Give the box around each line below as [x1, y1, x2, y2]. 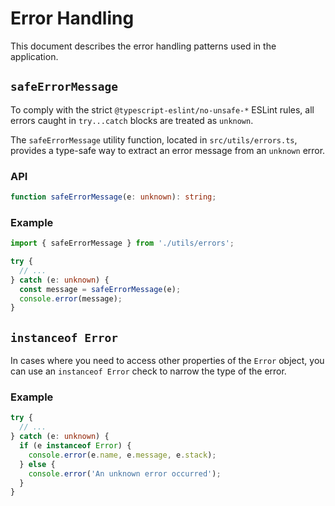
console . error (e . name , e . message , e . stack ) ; [28, 450, 217, 460]
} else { [19, 459, 56, 469]
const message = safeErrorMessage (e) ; [19, 284, 182, 294]
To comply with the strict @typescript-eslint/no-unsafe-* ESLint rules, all [10, 103, 315, 116]
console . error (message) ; [19, 293, 123, 304]
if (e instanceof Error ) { [19, 441, 132, 451]
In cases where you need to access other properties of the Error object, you [10, 355, 325, 367]
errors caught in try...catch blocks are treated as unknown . [10, 114, 254, 126]
